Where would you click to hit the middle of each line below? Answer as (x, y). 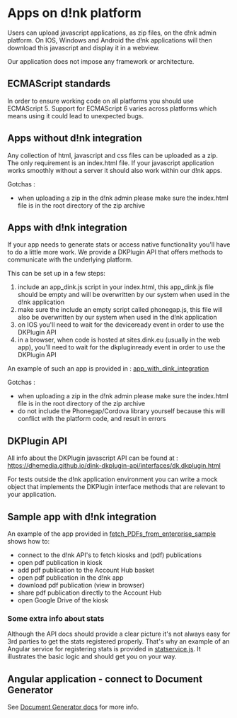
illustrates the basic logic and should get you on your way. (92, 656)
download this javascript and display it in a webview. (84, 47)
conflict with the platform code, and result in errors (92, 419)
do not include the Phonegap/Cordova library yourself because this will (121, 411)
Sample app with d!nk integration (82, 516)
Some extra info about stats (56, 618)
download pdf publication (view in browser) (81, 585)
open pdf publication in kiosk (60, 562)
